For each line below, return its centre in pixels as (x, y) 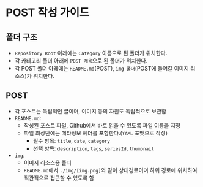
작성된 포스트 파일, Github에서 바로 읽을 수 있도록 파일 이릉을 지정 (102, 125)
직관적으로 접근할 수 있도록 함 (59, 178)
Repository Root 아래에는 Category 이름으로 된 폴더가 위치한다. (91, 53)
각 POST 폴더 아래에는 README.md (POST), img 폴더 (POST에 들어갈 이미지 (102, 68)
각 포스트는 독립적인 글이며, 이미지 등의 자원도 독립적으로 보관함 (90, 111)
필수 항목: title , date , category (72, 140)
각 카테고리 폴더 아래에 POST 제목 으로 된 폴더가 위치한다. (81, 61)
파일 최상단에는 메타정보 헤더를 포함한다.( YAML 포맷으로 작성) (96, 133)
